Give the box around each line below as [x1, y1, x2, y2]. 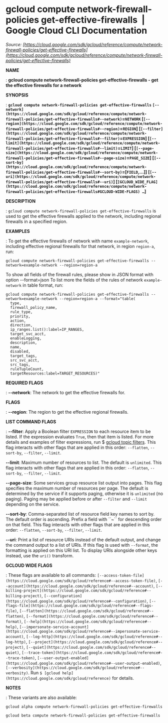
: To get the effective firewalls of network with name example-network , [5, 237, 149, 244]
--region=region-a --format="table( [59, 296, 136, 301]
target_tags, [10, 353, 37, 358]
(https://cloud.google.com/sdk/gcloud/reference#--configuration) [5, 598, 147, 604]
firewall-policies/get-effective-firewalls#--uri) [5, 179, 113, 184]
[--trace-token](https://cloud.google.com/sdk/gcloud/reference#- [21, 650, 163, 655]
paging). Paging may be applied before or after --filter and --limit [5, 496, 147, 502]
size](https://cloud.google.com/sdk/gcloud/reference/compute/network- [5, 150, 158, 155]
